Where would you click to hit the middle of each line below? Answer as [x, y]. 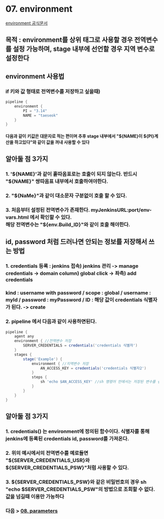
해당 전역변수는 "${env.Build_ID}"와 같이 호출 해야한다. [68, 225]
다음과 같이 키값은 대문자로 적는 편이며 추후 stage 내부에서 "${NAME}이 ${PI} [80, 136]
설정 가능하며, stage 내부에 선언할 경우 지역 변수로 [84, 49]
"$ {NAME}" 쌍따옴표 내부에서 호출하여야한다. [57, 181]
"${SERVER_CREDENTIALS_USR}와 [48, 460]
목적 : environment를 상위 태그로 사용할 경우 [69, 40]
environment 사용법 [35, 76]
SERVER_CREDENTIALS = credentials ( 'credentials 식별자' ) [80, 346]
